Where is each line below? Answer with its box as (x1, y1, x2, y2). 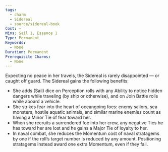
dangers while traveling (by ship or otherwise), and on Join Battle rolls (12, 93, 158, 99)
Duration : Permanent (5, 49, 49, 54)
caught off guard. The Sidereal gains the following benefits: (5, 78, 129, 84)
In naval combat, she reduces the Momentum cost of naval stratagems (12, 130, 160, 136)
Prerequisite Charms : (5, 54, 51, 59)
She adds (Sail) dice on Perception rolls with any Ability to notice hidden (12, 88, 163, 94)
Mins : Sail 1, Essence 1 (5, 31, 58, 36)
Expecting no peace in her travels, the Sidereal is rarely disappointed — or (5, 72, 160, 79)
